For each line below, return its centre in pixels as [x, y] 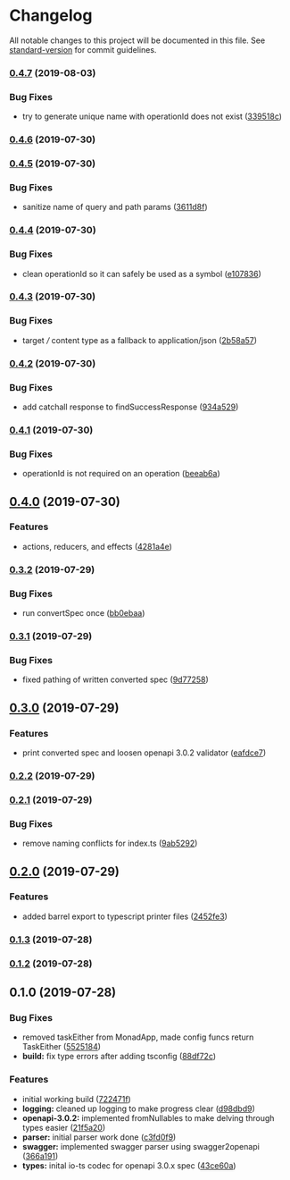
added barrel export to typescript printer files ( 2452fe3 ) [124, 916]
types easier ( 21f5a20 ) [64, 1127]
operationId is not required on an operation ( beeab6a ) [121, 474]
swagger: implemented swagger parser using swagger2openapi [141, 1146]
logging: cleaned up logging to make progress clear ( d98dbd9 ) [139, 1108]
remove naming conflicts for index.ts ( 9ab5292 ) [110, 843]
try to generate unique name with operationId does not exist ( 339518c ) [152, 116]
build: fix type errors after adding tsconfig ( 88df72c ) [119, 1057]
